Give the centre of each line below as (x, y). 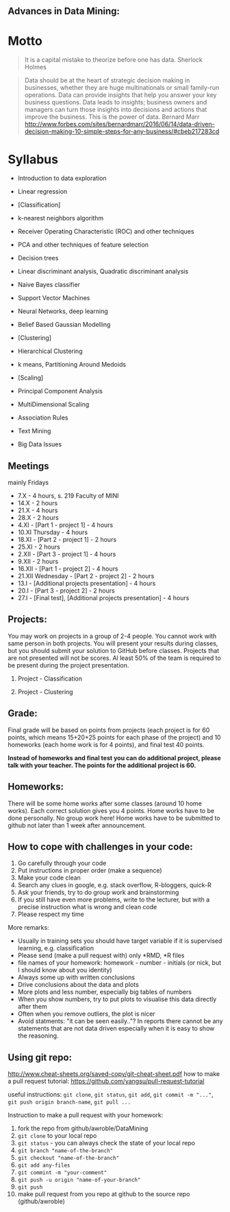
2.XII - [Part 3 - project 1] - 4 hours (67, 554)
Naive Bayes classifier (49, 285)
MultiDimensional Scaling (53, 404)
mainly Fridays (28, 483)
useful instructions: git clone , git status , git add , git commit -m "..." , (111, 1095)
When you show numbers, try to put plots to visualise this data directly (117, 999)
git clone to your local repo (57, 1136)
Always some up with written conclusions (76, 977)
